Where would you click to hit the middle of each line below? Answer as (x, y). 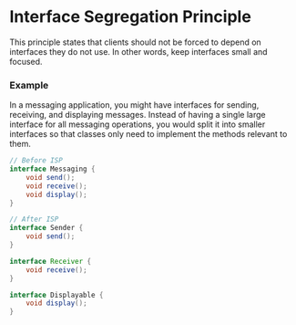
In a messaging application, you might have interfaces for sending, (134, 105)
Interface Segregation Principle (131, 17)
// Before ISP (36, 161)
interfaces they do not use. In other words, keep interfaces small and (138, 51)
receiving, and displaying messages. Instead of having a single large (138, 115)
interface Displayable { (56, 295)
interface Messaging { (52, 169)
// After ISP (34, 220)
